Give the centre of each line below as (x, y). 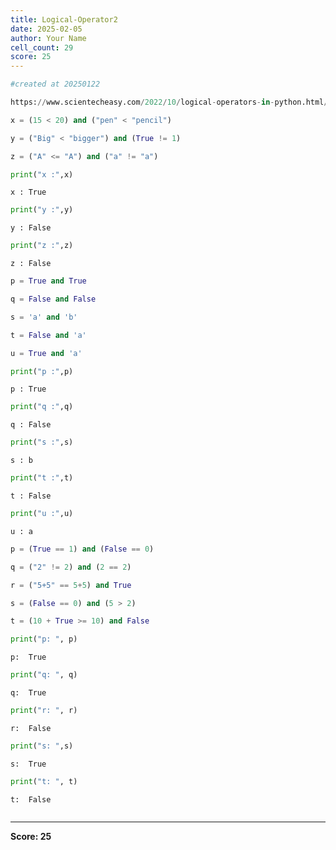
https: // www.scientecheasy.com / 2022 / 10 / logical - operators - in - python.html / (169, 102)
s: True (28, 764)
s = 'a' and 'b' (44, 317)
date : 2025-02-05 (46, 29)
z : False (31, 264)
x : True (28, 192)
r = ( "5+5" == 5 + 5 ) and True (71, 585)
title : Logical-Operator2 (64, 19)
